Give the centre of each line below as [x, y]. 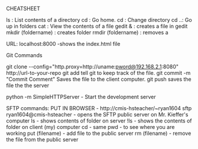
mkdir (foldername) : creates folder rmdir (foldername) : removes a [87, 32]
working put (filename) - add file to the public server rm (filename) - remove [99, 133]
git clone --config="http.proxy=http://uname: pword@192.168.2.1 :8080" [92, 67]
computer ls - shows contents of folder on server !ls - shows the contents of [99, 121]
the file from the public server [42, 140]
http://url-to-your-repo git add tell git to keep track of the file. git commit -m [98, 73]
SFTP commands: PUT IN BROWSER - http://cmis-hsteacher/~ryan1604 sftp [99, 108]
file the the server [28, 85]
